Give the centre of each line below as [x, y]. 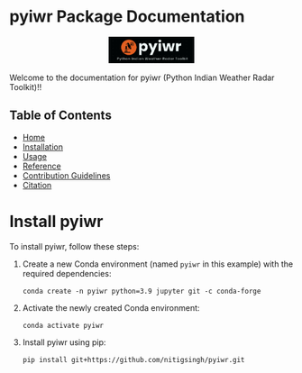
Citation [37, 185]
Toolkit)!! [26, 86]
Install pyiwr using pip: [64, 342]
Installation [43, 147]
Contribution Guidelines [66, 175]
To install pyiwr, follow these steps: [74, 246]
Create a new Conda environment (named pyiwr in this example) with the [158, 264]
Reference [41, 166]
